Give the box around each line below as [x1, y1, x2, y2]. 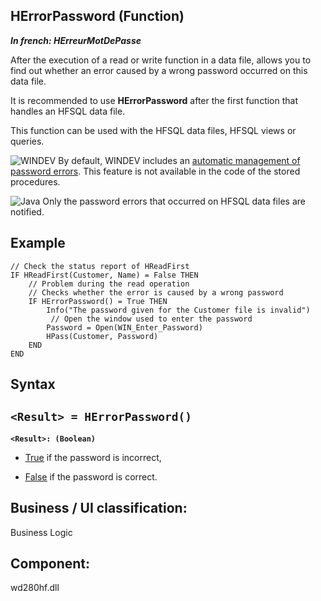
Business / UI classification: [10, 500, 188, 517]
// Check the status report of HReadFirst [10, 261, 190, 271]
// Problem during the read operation [28, 279, 190, 289]
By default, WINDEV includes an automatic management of [58, 154, 301, 166]
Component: [10, 555, 91, 573]
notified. [10, 205, 45, 218]
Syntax [10, 376, 56, 393]
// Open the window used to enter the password [50, 314, 253, 324]
